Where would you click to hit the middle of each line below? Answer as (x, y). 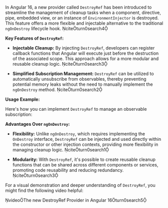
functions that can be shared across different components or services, (85, 165)
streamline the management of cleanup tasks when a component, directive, (83, 13)
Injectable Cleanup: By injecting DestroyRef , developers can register (83, 48)
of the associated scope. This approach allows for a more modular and (86, 59)
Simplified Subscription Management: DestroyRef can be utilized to (83, 74)
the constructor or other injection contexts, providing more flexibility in (85, 144)
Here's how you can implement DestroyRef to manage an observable (76, 109)
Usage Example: (23, 99)
